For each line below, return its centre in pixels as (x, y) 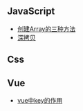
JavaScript (31, 11)
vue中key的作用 (40, 101)
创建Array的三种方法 (46, 29)
